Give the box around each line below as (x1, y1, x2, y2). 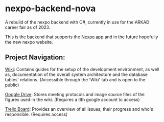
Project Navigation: (5, 53, 65, 62)
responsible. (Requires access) (5, 111, 68, 117)
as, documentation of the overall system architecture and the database (5, 72, 148, 77)
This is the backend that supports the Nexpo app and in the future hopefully (5, 34, 158, 40)
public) (5, 82, 20, 88)
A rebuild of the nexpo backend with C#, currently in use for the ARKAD (5, 19, 150, 25)
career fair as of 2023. (5, 24, 50, 30)
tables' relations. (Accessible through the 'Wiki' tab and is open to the (5, 76, 146, 82)
